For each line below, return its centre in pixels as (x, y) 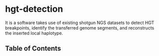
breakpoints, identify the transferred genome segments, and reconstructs (79, 28)
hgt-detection (34, 9)
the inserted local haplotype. (34, 33)
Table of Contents (33, 48)
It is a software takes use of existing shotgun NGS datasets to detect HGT (80, 23)
